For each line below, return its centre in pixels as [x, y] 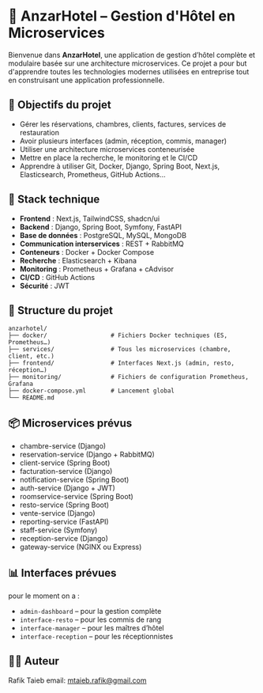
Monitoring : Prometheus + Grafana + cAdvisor [96, 269]
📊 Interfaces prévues [62, 573]
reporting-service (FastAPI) [64, 522]
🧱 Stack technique [54, 200]
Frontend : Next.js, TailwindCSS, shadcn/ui [90, 218]
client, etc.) [32, 356]
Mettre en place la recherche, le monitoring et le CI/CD [109, 157]
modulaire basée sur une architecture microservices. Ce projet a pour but [128, 63]
